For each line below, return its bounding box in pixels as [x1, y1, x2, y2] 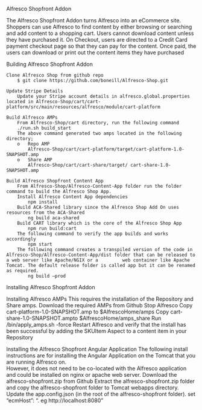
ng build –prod [28, 273, 66, 279]
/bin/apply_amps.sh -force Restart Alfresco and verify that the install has [6, 321, 186, 328]
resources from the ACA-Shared [6, 210, 85, 216]
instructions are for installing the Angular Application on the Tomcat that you [6, 352, 196, 359]
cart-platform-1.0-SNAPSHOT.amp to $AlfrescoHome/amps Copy [6, 308, 169, 315]
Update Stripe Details [6, 88, 63, 94]
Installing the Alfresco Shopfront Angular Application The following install [6, 345, 188, 353]
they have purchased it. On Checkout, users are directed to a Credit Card [6, 36, 188, 43]
